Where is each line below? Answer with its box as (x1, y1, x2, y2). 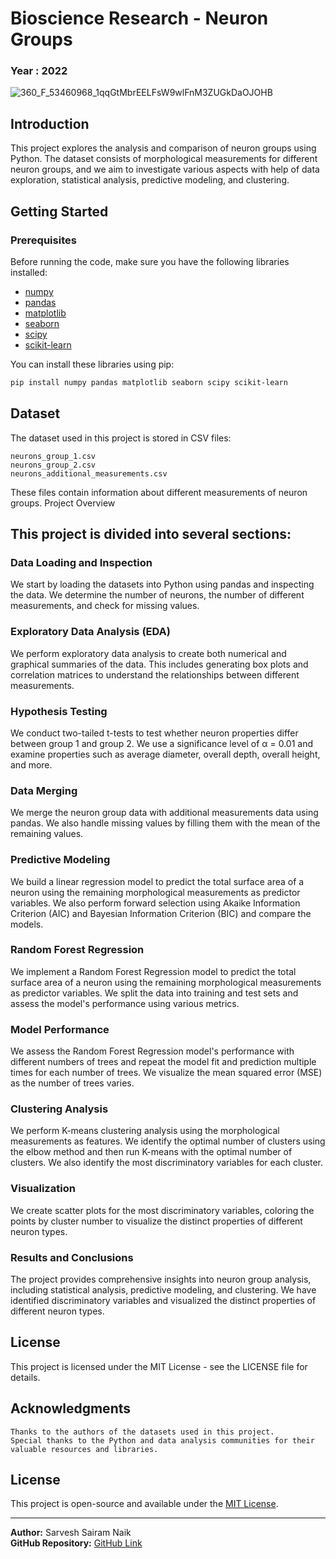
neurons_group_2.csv (10, 460, 97, 470)
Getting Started (10, 203, 109, 220)
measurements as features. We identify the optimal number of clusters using (10, 1135, 326, 1147)
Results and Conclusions (10, 1250, 134, 1264)
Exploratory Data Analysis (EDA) (10, 625, 171, 639)
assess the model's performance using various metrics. (10, 997, 240, 1009)
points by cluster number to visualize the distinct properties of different (10, 1215, 303, 1227)
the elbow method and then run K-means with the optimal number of (10, 1146, 293, 1158)
